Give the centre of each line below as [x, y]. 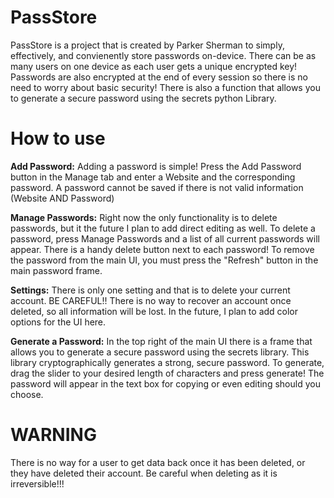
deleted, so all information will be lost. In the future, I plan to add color [154, 311]
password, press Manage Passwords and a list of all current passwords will [165, 238]
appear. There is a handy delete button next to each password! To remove [162, 249]
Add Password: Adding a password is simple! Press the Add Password [156, 166]
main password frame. [56, 270]
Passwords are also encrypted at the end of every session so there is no [159, 77]
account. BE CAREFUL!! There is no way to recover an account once [151, 300]
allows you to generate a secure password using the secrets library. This [160, 352]
